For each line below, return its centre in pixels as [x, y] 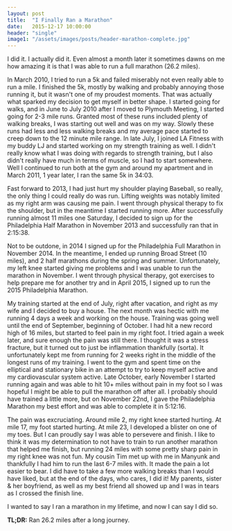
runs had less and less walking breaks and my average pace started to [108, 131]
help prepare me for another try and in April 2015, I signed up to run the [109, 283]
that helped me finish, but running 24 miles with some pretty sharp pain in [113, 449]
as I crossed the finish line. [45, 493]
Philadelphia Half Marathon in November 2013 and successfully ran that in [113, 225]
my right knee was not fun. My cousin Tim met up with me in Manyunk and [114, 456]
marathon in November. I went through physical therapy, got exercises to [111, 276]
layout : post [26, 13]
